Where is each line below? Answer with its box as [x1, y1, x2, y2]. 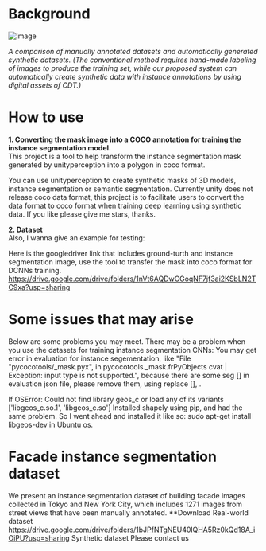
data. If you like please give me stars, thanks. [8, 209, 156, 219]
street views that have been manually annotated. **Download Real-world [8, 507, 249, 518]
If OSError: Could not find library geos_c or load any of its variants [8, 394, 224, 404]
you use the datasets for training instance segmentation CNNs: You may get [8, 345, 256, 354]
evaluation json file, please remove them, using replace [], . [8, 379, 202, 389]
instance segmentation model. [8, 143, 111, 152]
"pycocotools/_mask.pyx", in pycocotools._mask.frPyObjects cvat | [8, 361, 228, 371]
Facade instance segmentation [8, 447, 217, 466]
